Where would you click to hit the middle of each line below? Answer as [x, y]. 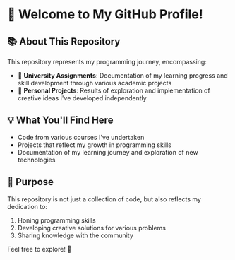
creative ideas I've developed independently [82, 98]
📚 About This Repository [64, 41]
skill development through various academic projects [95, 83]
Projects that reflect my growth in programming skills [94, 145]
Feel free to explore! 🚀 [40, 249]
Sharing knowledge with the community [76, 235]
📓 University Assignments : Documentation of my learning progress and [122, 76]
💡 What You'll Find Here [60, 120]
